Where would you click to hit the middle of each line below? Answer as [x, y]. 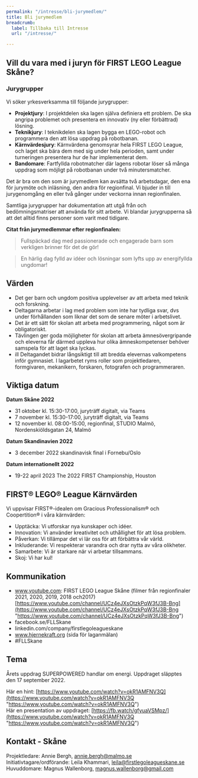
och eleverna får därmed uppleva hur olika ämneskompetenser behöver [102, 341]
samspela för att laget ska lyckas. [55, 348]
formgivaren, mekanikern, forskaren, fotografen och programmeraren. [100, 367]
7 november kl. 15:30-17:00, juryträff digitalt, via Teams [82, 417]
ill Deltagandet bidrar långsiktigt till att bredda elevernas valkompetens [100, 354]
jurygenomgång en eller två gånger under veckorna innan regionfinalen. [94, 193]
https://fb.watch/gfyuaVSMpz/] [131, 710]
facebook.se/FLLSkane [43, 622]
